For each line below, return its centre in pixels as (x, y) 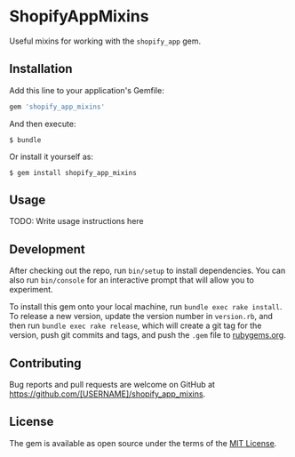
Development (48, 249)
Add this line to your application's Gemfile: (87, 90)
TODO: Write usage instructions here (76, 221)
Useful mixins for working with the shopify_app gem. (105, 41)
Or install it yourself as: (51, 156)
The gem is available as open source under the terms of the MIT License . (143, 443)
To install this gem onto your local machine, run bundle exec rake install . (146, 307)
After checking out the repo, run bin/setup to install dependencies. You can (147, 271)
